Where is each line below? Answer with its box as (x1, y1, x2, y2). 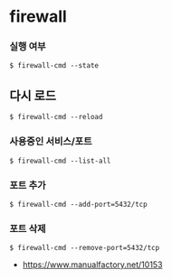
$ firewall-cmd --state (9, 61, 100, 70)
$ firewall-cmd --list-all (9, 156, 111, 165)
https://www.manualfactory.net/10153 (22, 259, 163, 270)
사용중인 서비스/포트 (9, 135, 92, 148)
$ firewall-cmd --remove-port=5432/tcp (9, 244, 160, 253)
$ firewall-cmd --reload (9, 113, 103, 122)
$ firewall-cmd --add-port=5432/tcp (9, 200, 148, 209)
